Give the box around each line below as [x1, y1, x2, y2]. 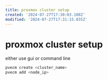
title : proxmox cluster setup [5, 7, 70, 13]
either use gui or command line [5, 55, 71, 61]
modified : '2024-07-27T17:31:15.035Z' [5, 17, 88, 22]
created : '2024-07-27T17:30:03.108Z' [5, 12, 86, 17]
